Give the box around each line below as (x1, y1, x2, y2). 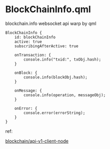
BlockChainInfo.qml (5, 4, 91, 15)
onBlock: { (14, 70, 38, 75)
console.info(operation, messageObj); (23, 93, 106, 98)
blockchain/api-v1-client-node (5, 138, 69, 144)
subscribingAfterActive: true (14, 43, 79, 49)
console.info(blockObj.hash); (23, 75, 88, 80)
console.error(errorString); (23, 110, 86, 115)
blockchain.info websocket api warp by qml (5, 20, 97, 26)
